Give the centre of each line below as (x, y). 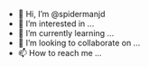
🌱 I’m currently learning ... (66, 33)
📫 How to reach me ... (60, 53)
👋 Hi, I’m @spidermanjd (61, 14)
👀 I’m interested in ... (56, 24)
